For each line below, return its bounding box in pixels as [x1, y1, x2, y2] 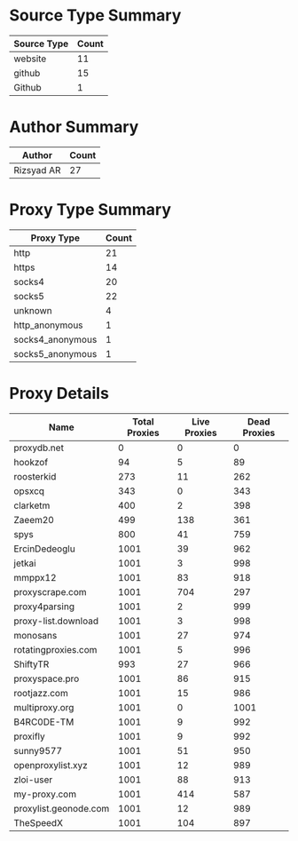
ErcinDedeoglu [13, 543, 75, 555]
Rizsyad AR [13, 163, 61, 176]
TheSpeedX [13, 816, 64, 829]
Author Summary [9, 117, 139, 138]
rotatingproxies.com [13, 643, 98, 655]
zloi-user [13, 774, 53, 786]
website [13, 52, 47, 65]
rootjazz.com [13, 686, 68, 699]
